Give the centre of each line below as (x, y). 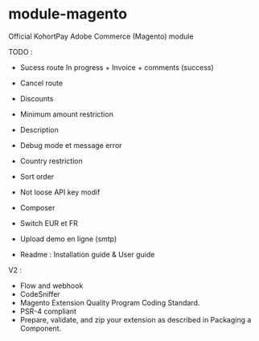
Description (39, 129)
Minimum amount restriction (67, 114)
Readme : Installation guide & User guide (87, 254)
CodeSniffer (40, 294)
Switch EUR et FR (49, 223)
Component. (41, 328)
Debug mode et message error (71, 145)
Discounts (37, 98)
